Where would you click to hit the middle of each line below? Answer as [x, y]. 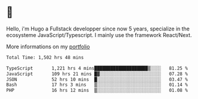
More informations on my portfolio [48, 47]
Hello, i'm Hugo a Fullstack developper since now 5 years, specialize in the [98, 29]
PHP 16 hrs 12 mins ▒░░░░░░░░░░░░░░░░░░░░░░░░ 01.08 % [97, 91]
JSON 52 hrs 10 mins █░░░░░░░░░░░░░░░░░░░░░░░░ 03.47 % [97, 79]
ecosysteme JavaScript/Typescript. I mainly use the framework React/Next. [99, 35]
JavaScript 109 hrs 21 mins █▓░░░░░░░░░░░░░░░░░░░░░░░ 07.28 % [97, 74]
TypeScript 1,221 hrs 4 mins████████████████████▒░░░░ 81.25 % [97, 68]
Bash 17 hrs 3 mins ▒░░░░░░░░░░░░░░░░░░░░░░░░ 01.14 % [97, 85]
